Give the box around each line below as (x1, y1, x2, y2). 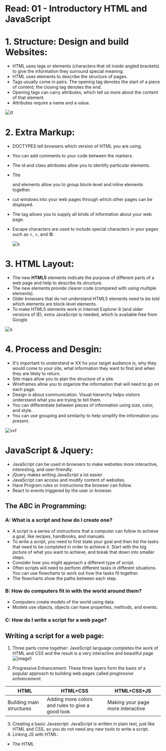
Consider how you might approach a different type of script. (12, 559, 135, 565)
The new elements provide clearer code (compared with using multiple (12, 285, 157, 291)
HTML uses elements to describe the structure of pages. (12, 74, 128, 80)
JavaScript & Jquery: (5, 445, 93, 456)
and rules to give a (46, 701, 90, 708)
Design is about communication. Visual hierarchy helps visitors (12, 392, 140, 398)
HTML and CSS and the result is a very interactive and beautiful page (12, 650, 154, 656)
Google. (12, 317, 29, 322)
